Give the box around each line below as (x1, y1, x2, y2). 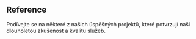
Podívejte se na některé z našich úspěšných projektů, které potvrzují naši (6, 20, 191, 28)
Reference (6, 5, 47, 15)
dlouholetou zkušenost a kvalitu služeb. (6, 27, 106, 34)
